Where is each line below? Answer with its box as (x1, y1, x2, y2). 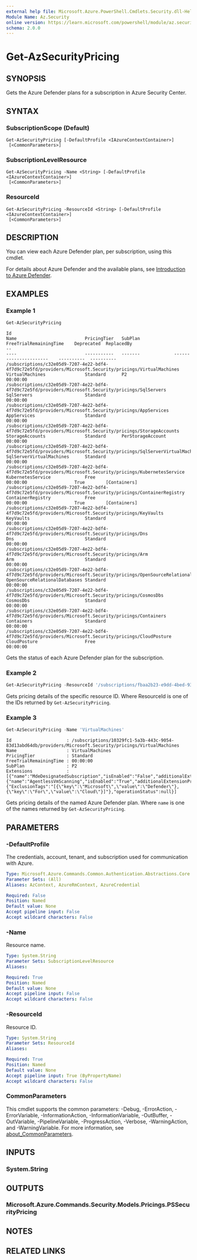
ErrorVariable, (6, 1111, 40, 1118)
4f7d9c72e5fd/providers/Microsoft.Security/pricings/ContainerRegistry (6, 490, 185, 496)
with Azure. (6, 860, 34, 867)
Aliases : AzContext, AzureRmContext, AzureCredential (6, 882, 141, 888)
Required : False (6, 892, 46, 898)
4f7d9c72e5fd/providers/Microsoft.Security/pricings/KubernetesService (6, 469, 185, 475)
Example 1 (6, 306, 36, 315)
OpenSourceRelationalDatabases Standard (6, 577, 107, 583)
